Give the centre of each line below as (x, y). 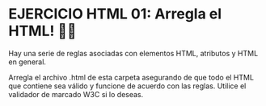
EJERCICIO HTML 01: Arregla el (115, 14)
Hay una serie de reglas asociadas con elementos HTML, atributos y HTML (133, 53)
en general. (27, 62)
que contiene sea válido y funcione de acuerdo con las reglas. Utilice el (127, 86)
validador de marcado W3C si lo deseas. (76, 94)
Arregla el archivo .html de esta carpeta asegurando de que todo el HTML (131, 77)
